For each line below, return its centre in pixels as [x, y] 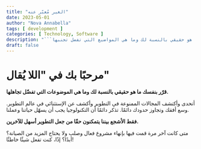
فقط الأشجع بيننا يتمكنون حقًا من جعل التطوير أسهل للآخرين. [73, 121]
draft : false [23, 46]
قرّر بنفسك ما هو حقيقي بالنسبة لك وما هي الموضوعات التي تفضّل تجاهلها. [87, 91]
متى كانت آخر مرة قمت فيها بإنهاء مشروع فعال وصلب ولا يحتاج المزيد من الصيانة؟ [97, 133]
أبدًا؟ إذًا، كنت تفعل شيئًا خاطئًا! [40, 139]
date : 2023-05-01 [28, 17]
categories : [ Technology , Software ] [55, 34]
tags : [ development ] [35, 29]
